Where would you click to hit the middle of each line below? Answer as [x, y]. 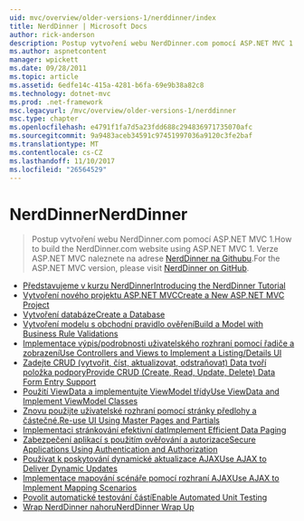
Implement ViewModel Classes [80, 401]
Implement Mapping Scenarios [80, 488]
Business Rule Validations [70, 334]
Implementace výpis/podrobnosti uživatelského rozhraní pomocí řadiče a [158, 343]
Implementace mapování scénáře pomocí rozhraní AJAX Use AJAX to [151, 478]
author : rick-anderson [52, 34]
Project [36, 305]
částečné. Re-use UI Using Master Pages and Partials [121, 420]
